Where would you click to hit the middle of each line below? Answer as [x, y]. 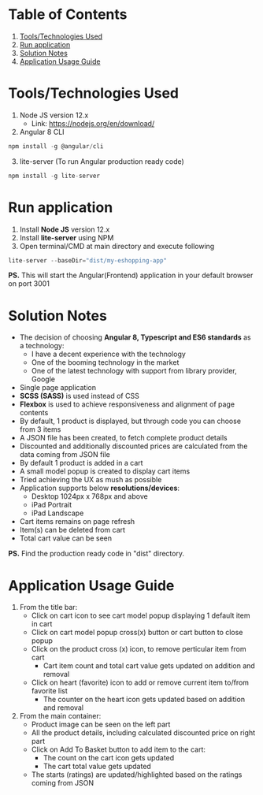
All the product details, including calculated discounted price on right [143, 733]
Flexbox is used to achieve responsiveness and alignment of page [127, 404]
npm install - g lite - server [54, 176]
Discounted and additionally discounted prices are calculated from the [133, 446]
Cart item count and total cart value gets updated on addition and [149, 666]
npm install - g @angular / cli [56, 146]
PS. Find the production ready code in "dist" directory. [96, 554]
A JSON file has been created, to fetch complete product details [124, 438]
